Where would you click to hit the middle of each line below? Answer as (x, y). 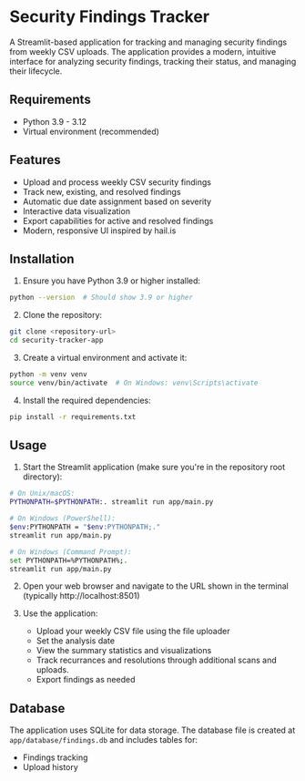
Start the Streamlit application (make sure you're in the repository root (154, 468)
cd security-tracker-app (56, 340)
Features (35, 160)
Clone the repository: (62, 315)
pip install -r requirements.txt (73, 416)
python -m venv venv (49, 375)
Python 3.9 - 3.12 (54, 121)
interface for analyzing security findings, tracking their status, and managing (153, 61)
